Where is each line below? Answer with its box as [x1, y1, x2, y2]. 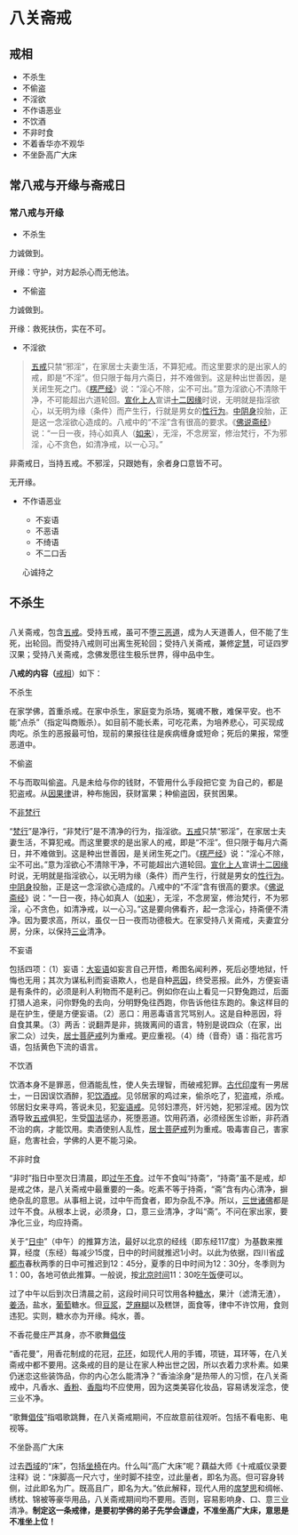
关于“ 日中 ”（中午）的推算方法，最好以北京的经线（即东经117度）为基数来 [9, 1236, 276, 1247]
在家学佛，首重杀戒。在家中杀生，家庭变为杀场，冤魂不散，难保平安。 [9, 706, 266, 717]
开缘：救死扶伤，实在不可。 [9, 323, 111, 334]
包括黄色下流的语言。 [24, 1041, 103, 1052]
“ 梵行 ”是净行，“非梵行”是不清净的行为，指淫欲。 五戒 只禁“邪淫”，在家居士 [9, 826, 279, 837]
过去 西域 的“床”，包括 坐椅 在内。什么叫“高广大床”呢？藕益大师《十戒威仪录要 [9, 1460, 287, 1472]
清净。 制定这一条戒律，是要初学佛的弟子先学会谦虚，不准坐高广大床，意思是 [9, 1505, 289, 1516]
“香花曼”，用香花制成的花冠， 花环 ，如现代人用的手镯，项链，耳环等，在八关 [9, 1348, 288, 1359]
